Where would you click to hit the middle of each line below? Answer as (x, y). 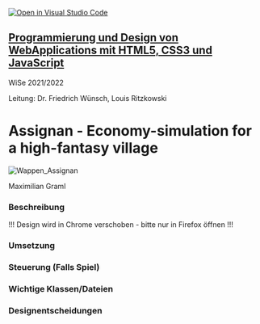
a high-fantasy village (84, 148)
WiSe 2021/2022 (36, 82)
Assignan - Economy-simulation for (130, 131)
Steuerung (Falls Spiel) (54, 267)
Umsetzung (31, 245)
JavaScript (36, 63)
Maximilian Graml (37, 186)
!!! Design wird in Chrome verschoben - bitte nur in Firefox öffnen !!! (121, 225)
